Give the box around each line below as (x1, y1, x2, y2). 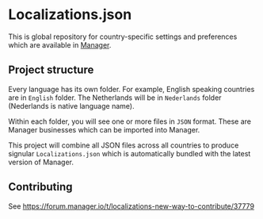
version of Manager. (8, 157, 74, 167)
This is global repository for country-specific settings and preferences (8, 32, 238, 41)
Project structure (8, 63, 94, 77)
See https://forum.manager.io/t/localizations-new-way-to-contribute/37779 (8, 201, 255, 211)
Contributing (8, 180, 73, 194)
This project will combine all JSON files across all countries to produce (8, 140, 239, 150)
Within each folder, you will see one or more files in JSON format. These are (8, 117, 252, 126)
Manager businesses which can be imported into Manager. (8, 125, 200, 134)
